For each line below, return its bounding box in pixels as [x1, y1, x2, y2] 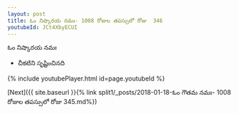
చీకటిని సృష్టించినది [17, 58, 65, 68]
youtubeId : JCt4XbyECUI [7, 24, 78, 31]
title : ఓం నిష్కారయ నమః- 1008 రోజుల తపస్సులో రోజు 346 [7, 17, 163, 24]
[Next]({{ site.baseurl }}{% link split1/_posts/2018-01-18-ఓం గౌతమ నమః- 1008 [7, 88, 232, 97]
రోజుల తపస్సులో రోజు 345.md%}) [7, 98, 97, 106]
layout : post [7, 10, 46, 18]
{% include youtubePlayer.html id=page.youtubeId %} [7, 74, 166, 83]
